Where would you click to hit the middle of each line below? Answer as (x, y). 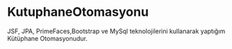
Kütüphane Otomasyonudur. (48, 38)
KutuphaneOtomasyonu (78, 12)
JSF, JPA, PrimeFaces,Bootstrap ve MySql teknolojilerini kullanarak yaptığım (116, 31)
